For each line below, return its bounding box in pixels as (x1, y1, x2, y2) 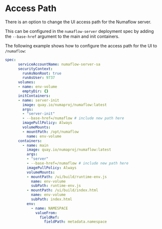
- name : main (22, 143, 49, 148)
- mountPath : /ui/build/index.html (26, 188, 98, 193)
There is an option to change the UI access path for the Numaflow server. (5, 19, 151, 25)
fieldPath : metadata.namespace (44, 219, 107, 224)
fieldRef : (39, 215, 59, 220)
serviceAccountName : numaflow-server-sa (17, 61, 101, 67)
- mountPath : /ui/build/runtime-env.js (26, 174, 107, 179)
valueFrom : (35, 210, 57, 215)
